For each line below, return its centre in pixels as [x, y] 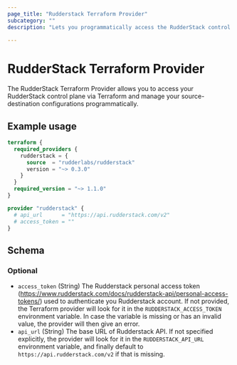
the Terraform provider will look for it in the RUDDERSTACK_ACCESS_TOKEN [120, 309]
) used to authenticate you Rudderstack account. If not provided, [135, 301]
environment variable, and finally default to [80, 347]
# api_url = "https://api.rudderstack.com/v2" [92, 215]
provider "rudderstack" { [46, 208]
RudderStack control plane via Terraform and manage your [94, 96]
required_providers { [46, 149]
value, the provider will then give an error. [79, 324]
